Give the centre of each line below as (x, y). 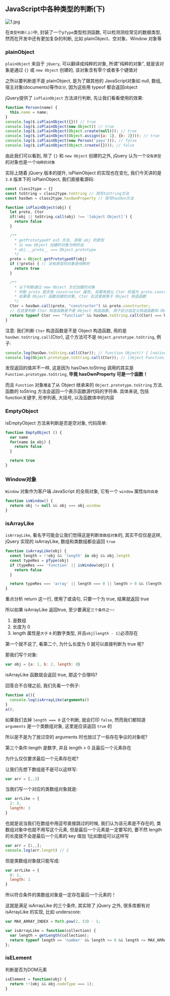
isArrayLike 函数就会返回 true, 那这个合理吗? (51, 675)
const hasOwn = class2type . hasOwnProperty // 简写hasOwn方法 (70, 198)
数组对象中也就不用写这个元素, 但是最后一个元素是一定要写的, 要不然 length (84, 829)
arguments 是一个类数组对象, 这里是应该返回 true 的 (59, 726)
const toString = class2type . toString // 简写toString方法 (67, 194)
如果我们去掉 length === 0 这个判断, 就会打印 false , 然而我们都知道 (75, 720)
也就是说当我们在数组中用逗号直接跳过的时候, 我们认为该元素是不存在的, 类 (83, 823)
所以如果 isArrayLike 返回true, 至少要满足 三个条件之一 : (60, 610)
